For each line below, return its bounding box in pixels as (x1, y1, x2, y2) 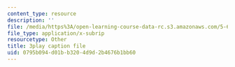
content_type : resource (7, 10, 77, 17)
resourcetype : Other (7, 36, 68, 43)
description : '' (7, 17, 55, 24)
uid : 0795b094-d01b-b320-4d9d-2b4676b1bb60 (7, 50, 136, 57)
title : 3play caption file (7, 43, 86, 50)
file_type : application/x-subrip (7, 29, 105, 37)
